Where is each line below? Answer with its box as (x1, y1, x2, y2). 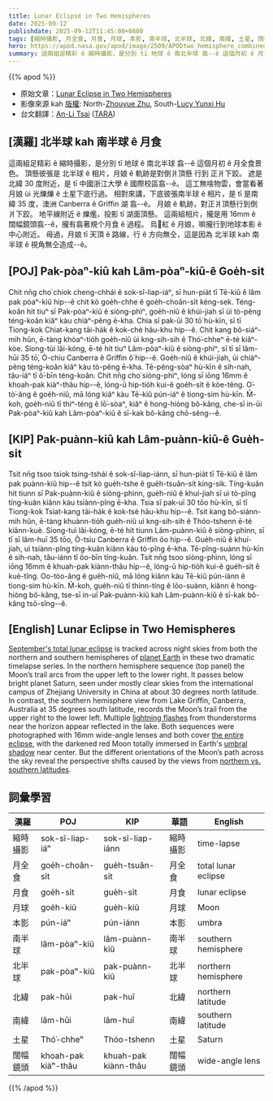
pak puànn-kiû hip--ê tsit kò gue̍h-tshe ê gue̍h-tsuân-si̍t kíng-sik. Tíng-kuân (8, 479, 264, 488)
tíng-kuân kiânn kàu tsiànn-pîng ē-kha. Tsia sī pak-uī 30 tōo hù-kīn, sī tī (8, 497, 248, 508)
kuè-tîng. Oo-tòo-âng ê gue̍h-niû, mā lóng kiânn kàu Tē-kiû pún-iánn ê (8, 571, 245, 581)
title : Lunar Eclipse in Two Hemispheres (8, 11, 151, 20)
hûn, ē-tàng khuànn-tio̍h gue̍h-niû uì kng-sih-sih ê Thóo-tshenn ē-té (22, 517, 253, 527)
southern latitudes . (8, 765, 71, 774)
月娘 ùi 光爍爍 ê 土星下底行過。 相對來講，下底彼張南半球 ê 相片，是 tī (8, 189, 242, 198)
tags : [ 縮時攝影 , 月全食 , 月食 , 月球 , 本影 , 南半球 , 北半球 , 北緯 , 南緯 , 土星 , (8, 34, 254, 43)
